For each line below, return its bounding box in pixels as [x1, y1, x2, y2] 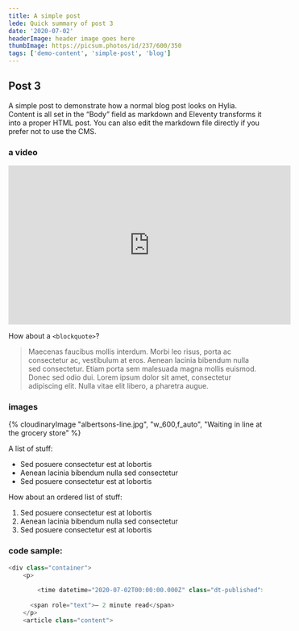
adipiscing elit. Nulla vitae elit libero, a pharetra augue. [27, 381, 209, 391]
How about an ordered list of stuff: [8, 492, 123, 502]
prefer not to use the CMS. [8, 126, 97, 136]
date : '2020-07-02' [8, 27, 74, 35]
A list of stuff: [8, 444, 53, 453]
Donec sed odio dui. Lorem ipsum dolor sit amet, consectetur [27, 372, 232, 382]
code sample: [8, 545, 63, 557]
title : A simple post [8, 11, 81, 20]
